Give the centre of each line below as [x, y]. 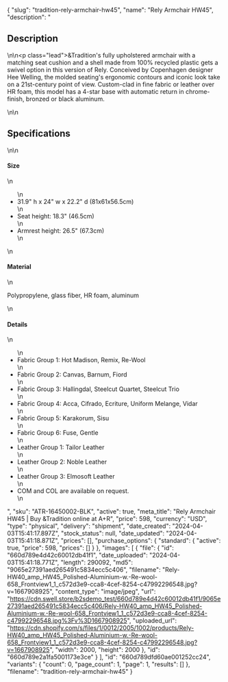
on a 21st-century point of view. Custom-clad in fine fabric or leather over [111, 84]
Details [17, 324]
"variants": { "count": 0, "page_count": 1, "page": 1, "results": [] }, [99, 664]
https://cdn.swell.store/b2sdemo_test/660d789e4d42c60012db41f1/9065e [115, 599]
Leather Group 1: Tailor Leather [61, 447]
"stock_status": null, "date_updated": [113, 533]
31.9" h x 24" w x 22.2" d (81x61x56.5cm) [75, 201]
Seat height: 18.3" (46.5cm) [55, 216]
